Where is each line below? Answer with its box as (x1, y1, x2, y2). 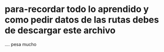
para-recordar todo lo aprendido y (4, 3, 149, 15)
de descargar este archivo (4, 25, 116, 36)
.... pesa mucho (4, 41, 37, 47)
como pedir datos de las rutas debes (4, 14, 159, 25)
